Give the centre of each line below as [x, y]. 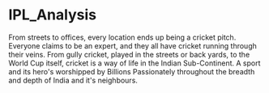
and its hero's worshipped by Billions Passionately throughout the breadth [132, 71]
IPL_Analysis [53, 15]
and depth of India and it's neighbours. [73, 80]
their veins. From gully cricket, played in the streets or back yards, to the [129, 54]
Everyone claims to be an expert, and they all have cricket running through [132, 45]
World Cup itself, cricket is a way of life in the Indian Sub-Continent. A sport [134, 63]
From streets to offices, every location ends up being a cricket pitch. [122, 37]
